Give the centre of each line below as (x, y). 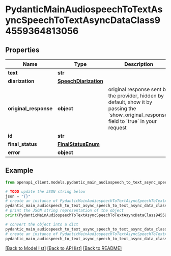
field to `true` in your (132, 121)
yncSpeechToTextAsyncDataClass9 (83, 20)
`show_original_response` (139, 115)
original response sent (135, 89)
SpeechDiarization (80, 81)
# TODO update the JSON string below (45, 191)
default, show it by (130, 102)
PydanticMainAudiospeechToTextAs (84, 9)
